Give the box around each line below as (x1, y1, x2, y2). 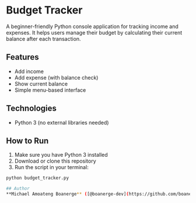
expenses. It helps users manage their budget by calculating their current (6, 29, 183, 36)
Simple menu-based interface (14, 86, 86, 94)
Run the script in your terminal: (14, 164, 89, 171)
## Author (6, 185, 30, 192)
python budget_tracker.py (6, 175, 69, 181)
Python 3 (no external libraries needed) (14, 119, 109, 126)
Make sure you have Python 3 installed (14, 152, 108, 159)
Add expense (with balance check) (14, 74, 99, 81)
